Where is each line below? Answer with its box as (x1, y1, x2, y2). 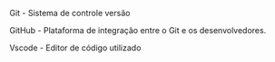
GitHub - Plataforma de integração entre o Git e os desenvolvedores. (9, 25, 267, 35)
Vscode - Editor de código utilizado (9, 42, 142, 53)
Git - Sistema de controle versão (9, 8, 131, 18)
